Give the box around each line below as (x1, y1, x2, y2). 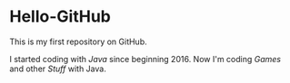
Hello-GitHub (9, 6, 111, 27)
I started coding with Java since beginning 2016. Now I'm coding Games (9, 53, 282, 64)
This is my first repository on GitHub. (9, 36, 147, 47)
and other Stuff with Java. (9, 63, 106, 74)
